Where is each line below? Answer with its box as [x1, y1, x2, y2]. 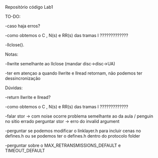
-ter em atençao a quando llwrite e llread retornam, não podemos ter [5, 70, 142, 76]
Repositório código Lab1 [5, 4, 53, 10]
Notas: [5, 51, 18, 57]
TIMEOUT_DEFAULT [5, 148, 45, 153]
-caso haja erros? [5, 23, 40, 29]
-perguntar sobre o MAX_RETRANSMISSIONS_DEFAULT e [5, 142, 121, 148]
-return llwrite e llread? [5, 95, 51, 100]
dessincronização [5, 76, 41, 81]
